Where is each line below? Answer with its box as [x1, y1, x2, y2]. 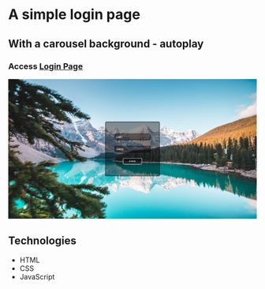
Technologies [8, 235, 77, 248]
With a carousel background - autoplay [8, 37, 204, 51]
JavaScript [19, 272, 55, 281]
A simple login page [8, 6, 140, 24]
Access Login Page [8, 61, 84, 72]
